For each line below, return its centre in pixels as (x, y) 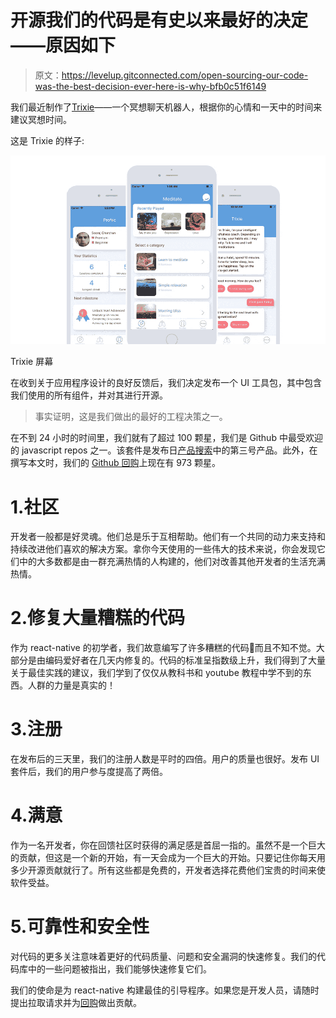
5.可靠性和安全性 (80, 927)
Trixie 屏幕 (32, 362)
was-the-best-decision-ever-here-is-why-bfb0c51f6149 (150, 86)
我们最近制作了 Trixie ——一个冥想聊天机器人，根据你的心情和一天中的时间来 (166, 107)
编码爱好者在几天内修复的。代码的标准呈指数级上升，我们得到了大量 (185, 660)
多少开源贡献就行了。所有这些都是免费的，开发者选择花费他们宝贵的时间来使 (168, 870)
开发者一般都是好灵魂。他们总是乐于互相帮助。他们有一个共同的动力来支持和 (168, 537)
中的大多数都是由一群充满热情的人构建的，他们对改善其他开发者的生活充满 (172, 562)
